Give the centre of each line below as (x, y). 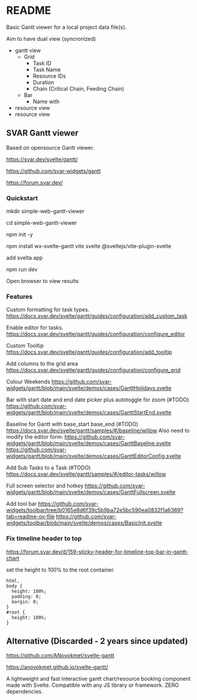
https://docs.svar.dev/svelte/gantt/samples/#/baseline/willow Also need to (98, 431)
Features (19, 296)
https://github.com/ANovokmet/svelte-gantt (60, 656)
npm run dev (22, 269)
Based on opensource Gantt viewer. (50, 147)
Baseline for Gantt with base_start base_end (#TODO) (72, 424)
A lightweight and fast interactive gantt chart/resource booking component (99, 679)
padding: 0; (27, 596)
